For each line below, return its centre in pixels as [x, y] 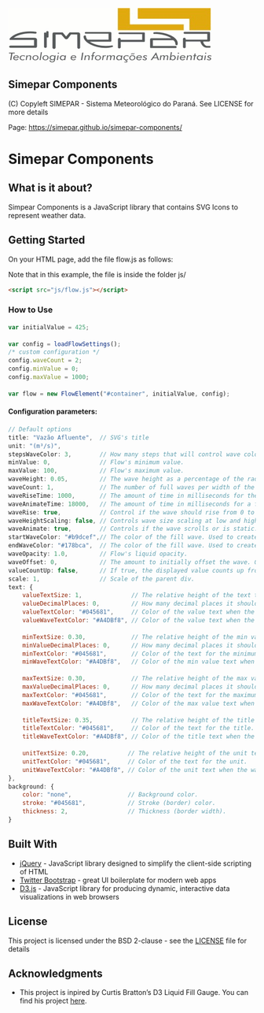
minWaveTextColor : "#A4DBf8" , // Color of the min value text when [139, 662]
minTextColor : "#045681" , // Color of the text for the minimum [140, 654]
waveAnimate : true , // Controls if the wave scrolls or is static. [133, 529]
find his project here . [53, 1001]
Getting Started [47, 240]
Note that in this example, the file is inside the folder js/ [97, 274]
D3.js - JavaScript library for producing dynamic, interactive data [125, 888]
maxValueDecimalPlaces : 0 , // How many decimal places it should [140, 687]
